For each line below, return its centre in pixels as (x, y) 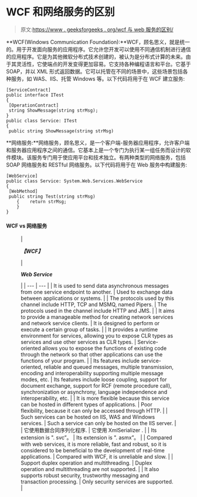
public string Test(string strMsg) (52, 196)
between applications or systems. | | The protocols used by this (98, 298)
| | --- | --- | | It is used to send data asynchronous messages (95, 286)
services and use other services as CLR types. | (79, 342)
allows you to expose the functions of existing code (104, 348)
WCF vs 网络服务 (27, 226)
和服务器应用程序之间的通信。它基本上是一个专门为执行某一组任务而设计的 (96, 150)
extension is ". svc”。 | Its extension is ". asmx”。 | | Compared (96, 438)
